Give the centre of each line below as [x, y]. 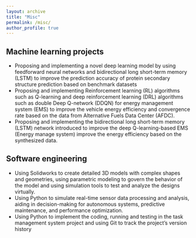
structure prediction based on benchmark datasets [76, 84]
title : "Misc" [23, 17]
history [23, 229]
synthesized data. [36, 141]
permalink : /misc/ [28, 22]
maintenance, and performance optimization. [69, 210]
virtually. [25, 192]
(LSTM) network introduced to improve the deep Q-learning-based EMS [101, 128]
